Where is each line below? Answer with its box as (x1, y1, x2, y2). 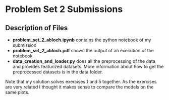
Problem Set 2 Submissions (5, 4, 123, 15)
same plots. (5, 89, 29, 95)
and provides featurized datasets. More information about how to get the (12, 64, 164, 69)
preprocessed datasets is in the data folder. (12, 69, 103, 75)
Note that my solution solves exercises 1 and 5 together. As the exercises (5, 79, 157, 84)
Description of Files (5, 24, 68, 32)
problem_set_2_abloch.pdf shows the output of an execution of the (12, 48, 154, 53)
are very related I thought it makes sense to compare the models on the (5, 84, 154, 90)
